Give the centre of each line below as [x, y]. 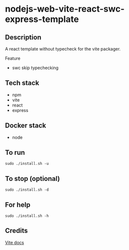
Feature [13, 58]
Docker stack [26, 126]
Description [23, 37]
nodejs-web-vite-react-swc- [65, 9]
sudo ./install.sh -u [27, 164]
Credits [17, 231]
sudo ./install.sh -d [27, 190]
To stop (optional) [32, 179]
